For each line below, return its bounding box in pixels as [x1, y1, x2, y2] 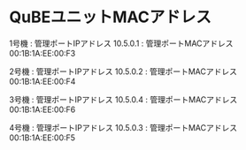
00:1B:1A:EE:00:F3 [9, 48, 76, 58]
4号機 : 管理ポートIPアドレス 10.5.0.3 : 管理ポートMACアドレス [9, 122, 237, 132]
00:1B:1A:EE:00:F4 [9, 76, 76, 86]
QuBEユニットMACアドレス [9, 7, 212, 27]
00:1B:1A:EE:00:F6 [9, 104, 76, 115]
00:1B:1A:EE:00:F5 [9, 132, 76, 143]
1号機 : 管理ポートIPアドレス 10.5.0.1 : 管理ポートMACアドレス [9, 38, 234, 49]
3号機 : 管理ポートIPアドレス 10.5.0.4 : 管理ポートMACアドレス [9, 94, 238, 105]
